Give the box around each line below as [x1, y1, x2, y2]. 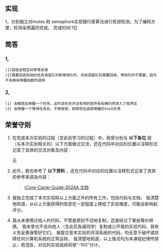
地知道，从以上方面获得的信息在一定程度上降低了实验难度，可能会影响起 [12, 201, 158, 206]
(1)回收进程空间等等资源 [5, 68, 48, 72]
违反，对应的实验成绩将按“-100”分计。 [25, 242, 102, 248]
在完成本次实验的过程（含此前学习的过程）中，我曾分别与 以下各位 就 [12, 135, 152, 140]
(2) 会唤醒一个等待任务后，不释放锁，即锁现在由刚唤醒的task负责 [5, 106, 121, 111]
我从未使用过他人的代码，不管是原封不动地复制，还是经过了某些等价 [12, 217, 149, 223]
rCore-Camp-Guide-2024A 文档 [24, 184, 89, 190]
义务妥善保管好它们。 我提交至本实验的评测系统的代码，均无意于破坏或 [12, 229, 155, 235]
